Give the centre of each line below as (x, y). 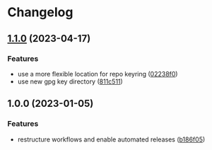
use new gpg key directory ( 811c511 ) (70, 81)
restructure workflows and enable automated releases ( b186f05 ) (111, 139)
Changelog (40, 12)
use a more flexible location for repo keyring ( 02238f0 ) (98, 74)
